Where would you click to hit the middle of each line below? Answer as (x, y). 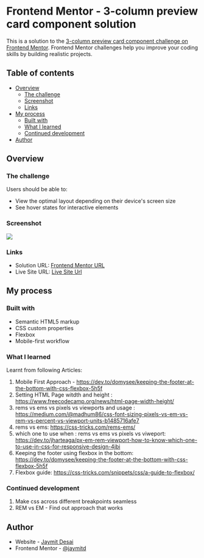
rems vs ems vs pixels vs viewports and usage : (75, 408)
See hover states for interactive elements (67, 208)
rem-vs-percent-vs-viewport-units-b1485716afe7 (77, 421)
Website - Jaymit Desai (44, 542)
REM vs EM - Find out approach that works (69, 508)
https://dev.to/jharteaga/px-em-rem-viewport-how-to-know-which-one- (106, 440)
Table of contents (40, 73)
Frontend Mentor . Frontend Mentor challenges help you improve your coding (102, 48)
